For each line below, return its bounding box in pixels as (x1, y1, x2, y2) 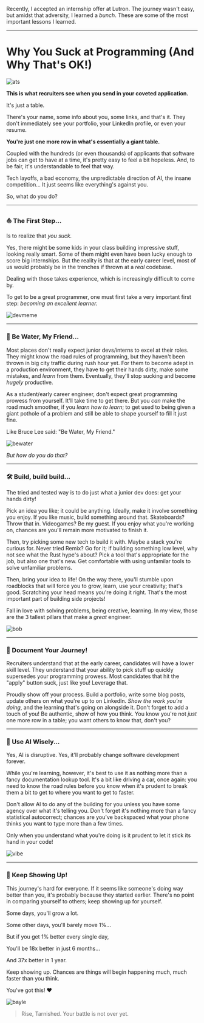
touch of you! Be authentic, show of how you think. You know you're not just (6, 710, 197, 717)
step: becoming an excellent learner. (6, 300, 98, 307)
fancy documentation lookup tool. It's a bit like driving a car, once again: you (6, 776, 197, 783)
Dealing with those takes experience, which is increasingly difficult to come (6, 275, 195, 282)
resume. (6, 126, 27, 133)
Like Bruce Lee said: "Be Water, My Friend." (6, 428, 115, 435)
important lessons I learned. (6, 18, 76, 25)
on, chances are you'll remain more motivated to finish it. (6, 526, 149, 533)
